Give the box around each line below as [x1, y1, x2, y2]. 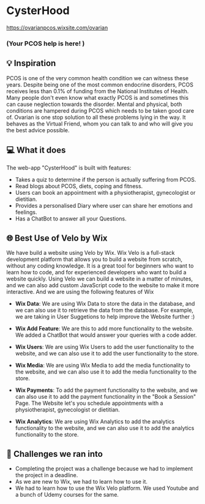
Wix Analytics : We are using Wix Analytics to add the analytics [15, 418, 175, 426]
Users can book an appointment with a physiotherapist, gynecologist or [15, 189, 196, 197]
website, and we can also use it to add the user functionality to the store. [15, 350, 199, 357]
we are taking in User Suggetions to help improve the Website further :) [15, 313, 195, 320]
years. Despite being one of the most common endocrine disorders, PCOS [6, 81, 194, 88]
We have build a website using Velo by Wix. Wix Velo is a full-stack [6, 249, 175, 257]
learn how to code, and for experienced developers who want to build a [6, 269, 187, 276]
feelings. [15, 209, 37, 216]
